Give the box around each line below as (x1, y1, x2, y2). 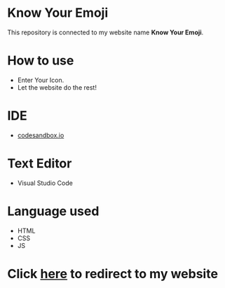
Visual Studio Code (17, 179, 74, 187)
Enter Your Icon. (17, 76, 64, 84)
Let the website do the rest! (17, 83, 97, 92)
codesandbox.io (17, 131, 64, 139)
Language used (7, 203, 100, 219)
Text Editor (7, 156, 72, 171)
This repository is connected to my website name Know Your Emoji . (7, 28, 204, 36)
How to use (7, 53, 74, 69)
